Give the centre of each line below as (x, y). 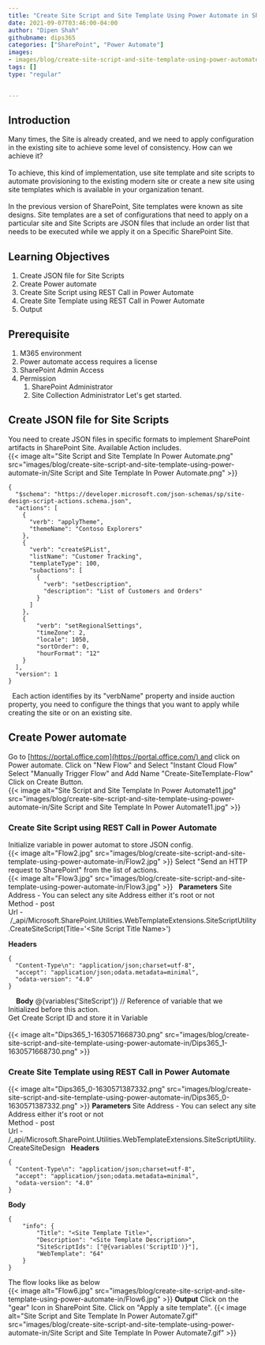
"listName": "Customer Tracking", (86, 556)
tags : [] (22, 67)
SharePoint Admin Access (62, 370)
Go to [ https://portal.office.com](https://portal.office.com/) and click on (124, 756)
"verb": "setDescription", (88, 584)
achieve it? (26, 156)
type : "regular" (35, 74)
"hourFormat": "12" (69, 654)
